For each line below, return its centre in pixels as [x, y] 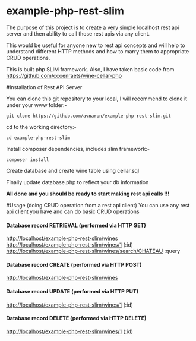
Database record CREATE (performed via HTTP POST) [74, 264]
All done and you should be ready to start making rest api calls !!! [88, 194]
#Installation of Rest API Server [44, 87]
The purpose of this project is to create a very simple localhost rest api [93, 27]
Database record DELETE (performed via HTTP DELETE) [76, 318]
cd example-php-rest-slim [38, 138]
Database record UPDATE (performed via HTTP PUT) [72, 291]
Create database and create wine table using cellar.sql [73, 170]
